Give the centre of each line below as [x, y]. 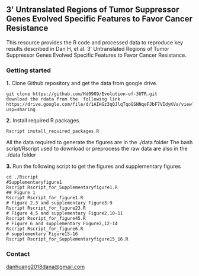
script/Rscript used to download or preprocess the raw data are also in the [97, 149]
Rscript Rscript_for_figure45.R [46, 219]
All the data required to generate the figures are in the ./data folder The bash [99, 142]
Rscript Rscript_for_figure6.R [45, 229]
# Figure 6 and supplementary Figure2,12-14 [62, 224]
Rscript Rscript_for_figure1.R [45, 198]
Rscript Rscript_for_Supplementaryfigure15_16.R [67, 239]
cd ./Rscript [22, 177]
